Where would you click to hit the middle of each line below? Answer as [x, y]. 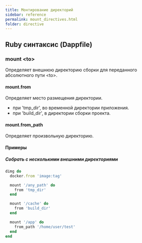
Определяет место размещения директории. [54, 98]
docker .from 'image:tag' [36, 176]
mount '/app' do [27, 222]
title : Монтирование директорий [39, 10]
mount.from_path [24, 125]
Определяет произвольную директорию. [50, 136]
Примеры [16, 148]
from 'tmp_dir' [30, 190]
